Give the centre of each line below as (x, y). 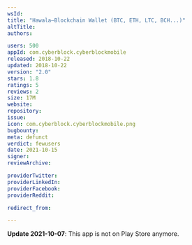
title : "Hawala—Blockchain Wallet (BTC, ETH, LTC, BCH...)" (97, 20)
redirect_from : (29, 208)
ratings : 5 (23, 85)
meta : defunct (28, 137)
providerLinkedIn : (34, 182)
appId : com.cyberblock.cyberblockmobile (67, 52)
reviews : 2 (23, 92)
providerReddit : (31, 195)
